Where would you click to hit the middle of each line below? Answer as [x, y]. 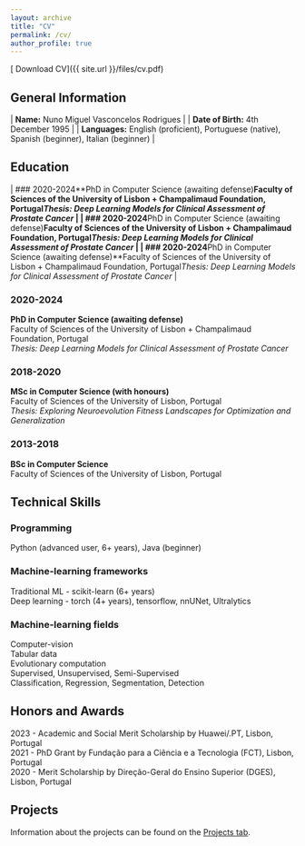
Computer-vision [42, 644]
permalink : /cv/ [41, 35]
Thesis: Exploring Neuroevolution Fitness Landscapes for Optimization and [151, 411]
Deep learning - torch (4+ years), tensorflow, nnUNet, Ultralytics [131, 601]
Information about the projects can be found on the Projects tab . [130, 831]
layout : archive [41, 18]
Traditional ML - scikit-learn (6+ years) [83, 591]
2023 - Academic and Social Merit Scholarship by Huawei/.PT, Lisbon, [142, 733]
